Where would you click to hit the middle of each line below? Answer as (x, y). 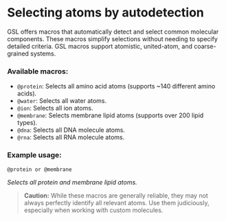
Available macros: (38, 71)
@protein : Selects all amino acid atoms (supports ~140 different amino (116, 86)
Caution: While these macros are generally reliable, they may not (116, 195)
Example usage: (34, 155)
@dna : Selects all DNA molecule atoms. (71, 130)
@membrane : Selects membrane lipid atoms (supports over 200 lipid (110, 115)
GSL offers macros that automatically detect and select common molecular (113, 32)
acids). (27, 93)
